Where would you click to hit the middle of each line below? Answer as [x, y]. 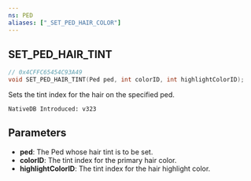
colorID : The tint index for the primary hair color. [98, 160]
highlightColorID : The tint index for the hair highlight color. [115, 168]
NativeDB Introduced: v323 [52, 109]
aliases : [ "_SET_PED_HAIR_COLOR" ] [65, 23]
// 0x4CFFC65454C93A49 [45, 72]
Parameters [37, 133]
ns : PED [21, 15]
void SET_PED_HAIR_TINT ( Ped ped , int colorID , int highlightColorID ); [126, 80]
